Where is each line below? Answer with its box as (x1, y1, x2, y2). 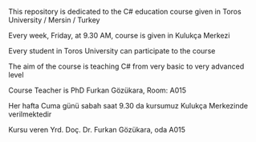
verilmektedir (8, 109, 52, 119)
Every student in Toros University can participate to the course (8, 46, 216, 55)
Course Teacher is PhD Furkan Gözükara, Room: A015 (8, 85, 187, 95)
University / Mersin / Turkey (8, 15, 100, 25)
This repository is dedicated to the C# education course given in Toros (8, 7, 242, 16)
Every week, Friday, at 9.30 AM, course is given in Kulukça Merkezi (8, 31, 230, 40)
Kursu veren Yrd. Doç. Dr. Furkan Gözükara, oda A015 (8, 125, 186, 134)
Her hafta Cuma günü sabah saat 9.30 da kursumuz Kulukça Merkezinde (8, 101, 249, 110)
